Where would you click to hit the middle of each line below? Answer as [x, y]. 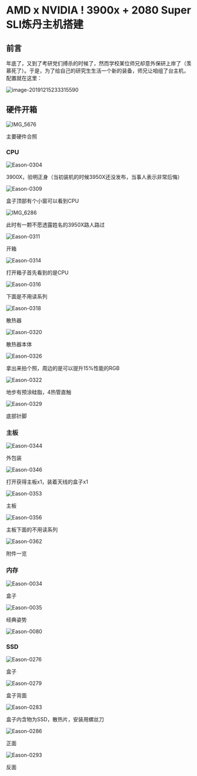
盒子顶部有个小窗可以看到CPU [43, 201]
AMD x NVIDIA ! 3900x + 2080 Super [98, 10]
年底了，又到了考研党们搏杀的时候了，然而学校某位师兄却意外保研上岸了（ [96, 63]
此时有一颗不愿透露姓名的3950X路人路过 [56, 225]
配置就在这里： [24, 78]
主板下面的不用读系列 [32, 529]
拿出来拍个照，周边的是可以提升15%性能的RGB [63, 368]
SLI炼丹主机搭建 [45, 25]
